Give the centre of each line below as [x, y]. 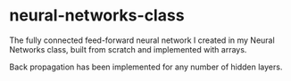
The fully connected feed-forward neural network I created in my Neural [142, 40]
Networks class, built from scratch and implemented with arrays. [128, 49]
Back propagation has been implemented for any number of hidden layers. [146, 67]
